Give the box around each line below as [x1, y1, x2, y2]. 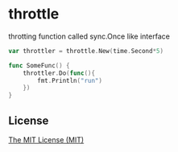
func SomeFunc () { [8, 61, 70, 69]
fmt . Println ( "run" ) [37, 76, 103, 84]
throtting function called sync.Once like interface [8, 31, 171, 41]
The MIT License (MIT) [8, 135, 85, 145]
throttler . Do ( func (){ [23, 69, 95, 77]
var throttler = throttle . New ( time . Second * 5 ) [8, 47, 164, 55]
